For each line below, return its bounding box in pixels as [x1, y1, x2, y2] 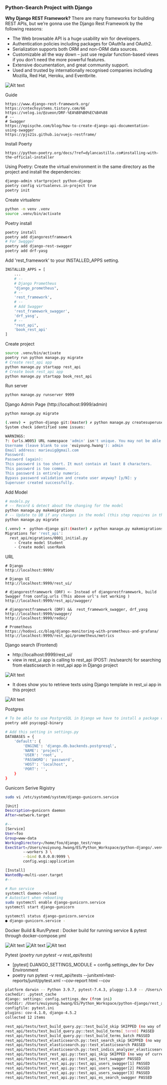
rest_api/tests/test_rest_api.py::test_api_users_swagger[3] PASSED [5, 1070, 150, 1076]
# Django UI [5, 576, 30, 582]
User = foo [5, 831, 23, 836]
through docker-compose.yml [5, 932, 66, 938]
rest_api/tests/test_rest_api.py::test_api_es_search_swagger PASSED [5, 1075, 153, 1080]
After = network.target [5, 813, 50, 818]
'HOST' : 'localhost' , [23, 762, 68, 767]
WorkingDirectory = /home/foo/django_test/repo [5, 840, 101, 845]
